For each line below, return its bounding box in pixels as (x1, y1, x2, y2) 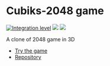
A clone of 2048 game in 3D (6, 35, 75, 42)
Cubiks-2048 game (6, 4, 105, 18)
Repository (14, 53, 41, 60)
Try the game (14, 47, 48, 54)
